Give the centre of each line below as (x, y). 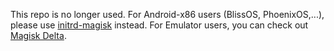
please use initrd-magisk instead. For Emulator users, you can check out (159, 25)
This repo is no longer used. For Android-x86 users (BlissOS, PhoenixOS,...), (167, 14)
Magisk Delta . (38, 35)
